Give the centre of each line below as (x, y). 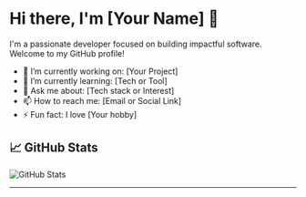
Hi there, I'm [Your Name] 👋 (114, 19)
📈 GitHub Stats (54, 148)
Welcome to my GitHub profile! (67, 53)
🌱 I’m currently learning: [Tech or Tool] (95, 80)
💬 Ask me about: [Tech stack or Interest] (98, 90)
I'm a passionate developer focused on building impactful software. (136, 44)
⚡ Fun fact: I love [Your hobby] (80, 114)
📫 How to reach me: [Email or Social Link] (102, 100)
